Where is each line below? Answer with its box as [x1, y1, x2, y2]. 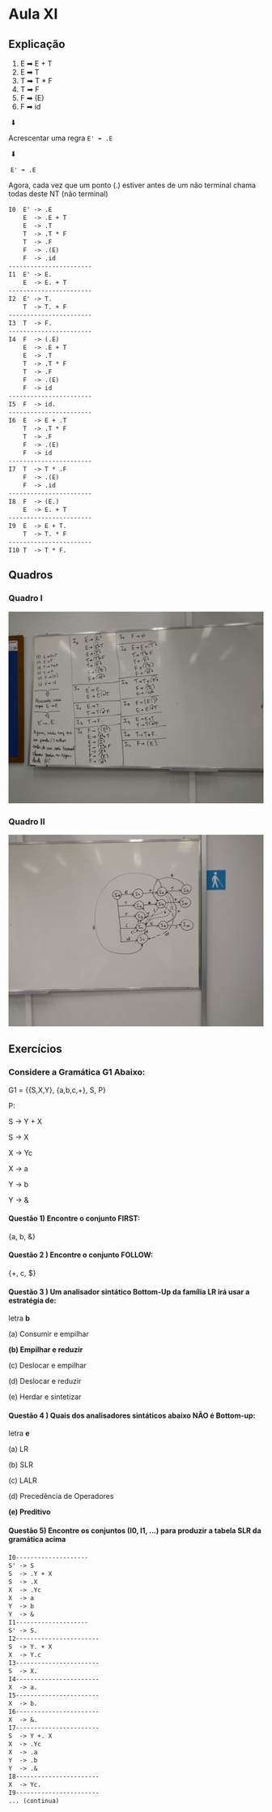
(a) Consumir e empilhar [8, 1329, 89, 1339]
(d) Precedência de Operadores [8, 1492, 114, 1501]
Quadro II [8, 816, 46, 827]
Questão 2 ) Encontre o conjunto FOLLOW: [8, 1250, 154, 1260]
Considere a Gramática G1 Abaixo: [8, 1067, 146, 1078]
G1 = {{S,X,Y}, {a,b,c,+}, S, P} [8, 1084, 107, 1095]
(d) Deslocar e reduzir [8, 1376, 82, 1386]
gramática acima [8, 1535, 66, 1544]
